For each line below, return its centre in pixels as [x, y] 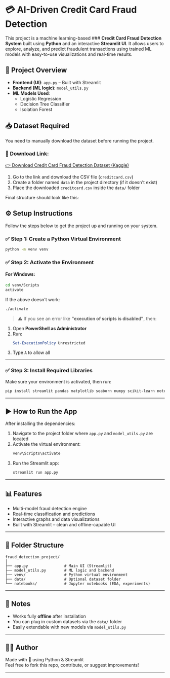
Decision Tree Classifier [45, 104]
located [20, 439]
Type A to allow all [31, 352]
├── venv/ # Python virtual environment [67, 575]
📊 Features [24, 494]
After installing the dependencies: [40, 423]
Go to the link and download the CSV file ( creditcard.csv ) [73, 177]
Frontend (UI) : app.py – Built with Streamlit [57, 82]
